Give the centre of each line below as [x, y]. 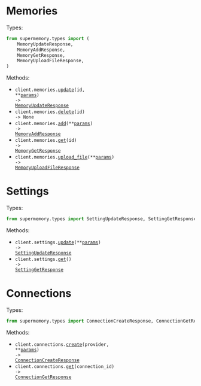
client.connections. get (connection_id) [65, 366]
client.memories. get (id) [46, 141]
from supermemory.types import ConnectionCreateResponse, [80, 321]
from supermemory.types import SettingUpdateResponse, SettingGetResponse [101, 219]
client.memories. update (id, [50, 90]
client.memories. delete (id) [50, 112]
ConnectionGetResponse [43, 377]
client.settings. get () [43, 259]
